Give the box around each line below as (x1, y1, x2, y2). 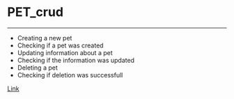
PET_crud (7, 4, 64, 20)
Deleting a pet (17, 63, 58, 72)
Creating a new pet (17, 33, 72, 42)
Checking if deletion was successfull (17, 70, 123, 79)
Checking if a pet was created (17, 41, 104, 49)
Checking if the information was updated (17, 56, 134, 64)
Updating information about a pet (17, 48, 113, 56)
